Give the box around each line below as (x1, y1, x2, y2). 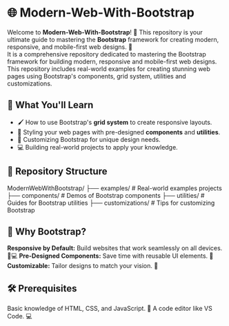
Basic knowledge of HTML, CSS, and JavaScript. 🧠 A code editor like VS (7, 305, 212, 313)
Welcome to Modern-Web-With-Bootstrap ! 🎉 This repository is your (7, 28, 203, 36)
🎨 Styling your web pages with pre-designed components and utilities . (17, 128, 221, 136)
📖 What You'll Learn (7, 99, 94, 111)
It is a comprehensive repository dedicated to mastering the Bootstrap (7, 50, 207, 58)
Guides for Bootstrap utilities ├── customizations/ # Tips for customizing (7, 198, 215, 207)
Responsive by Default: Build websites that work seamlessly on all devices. (7, 244, 223, 252)
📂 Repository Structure (7, 165, 108, 177)
